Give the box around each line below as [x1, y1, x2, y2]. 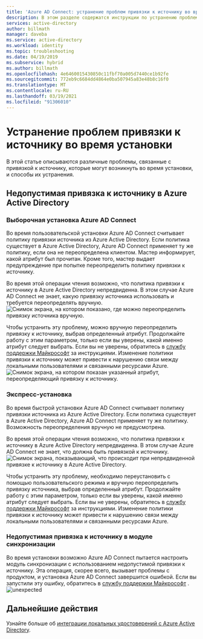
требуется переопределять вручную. [6, 299, 103, 306]
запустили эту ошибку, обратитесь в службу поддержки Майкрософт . [6, 579, 190, 587]
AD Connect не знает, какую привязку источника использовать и [6, 293, 174, 300]
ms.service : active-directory [6, 37, 83, 43]
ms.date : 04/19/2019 [6, 54, 59, 60]
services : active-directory [6, 20, 77, 26]
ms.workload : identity [6, 43, 63, 49]
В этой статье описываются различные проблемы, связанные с [6, 158, 172, 165]
